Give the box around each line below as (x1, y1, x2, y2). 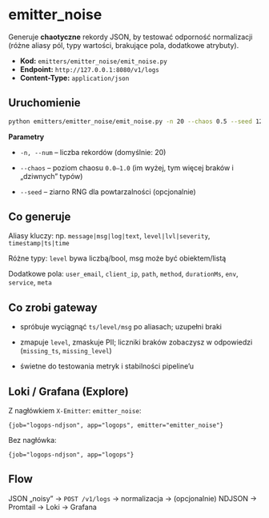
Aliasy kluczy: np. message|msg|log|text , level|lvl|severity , (8, 231, 211, 241)
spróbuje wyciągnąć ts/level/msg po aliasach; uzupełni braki (19, 322, 223, 332)
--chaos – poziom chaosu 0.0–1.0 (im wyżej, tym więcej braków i (19, 162, 234, 173)
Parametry (8, 132, 45, 141)
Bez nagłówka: (8, 436, 58, 445)
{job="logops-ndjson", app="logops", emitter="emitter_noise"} (8, 421, 224, 429)
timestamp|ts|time (8, 240, 70, 248)
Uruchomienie (8, 96, 81, 110)
